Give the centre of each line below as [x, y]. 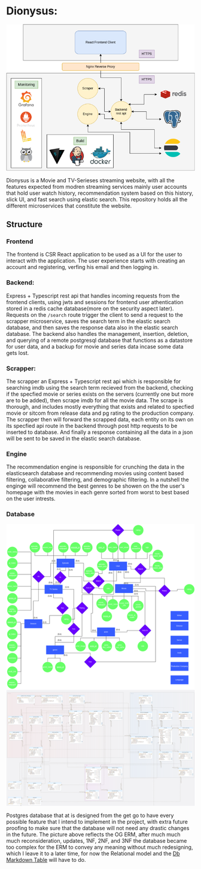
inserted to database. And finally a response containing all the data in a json [100, 432]
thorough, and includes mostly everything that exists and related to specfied [100, 406]
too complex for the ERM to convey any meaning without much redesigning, [100, 847]
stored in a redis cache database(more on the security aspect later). [90, 308]
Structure [25, 224]
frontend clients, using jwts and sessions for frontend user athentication [95, 302]
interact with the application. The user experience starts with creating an [96, 261]
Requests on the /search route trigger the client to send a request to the [95, 314]
